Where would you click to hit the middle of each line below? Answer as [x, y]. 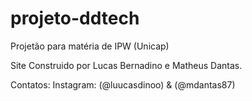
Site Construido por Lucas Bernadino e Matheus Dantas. [126, 65]
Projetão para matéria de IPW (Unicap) [90, 46]
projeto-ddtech [75, 18]
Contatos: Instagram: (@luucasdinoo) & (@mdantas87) [123, 84]
